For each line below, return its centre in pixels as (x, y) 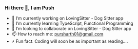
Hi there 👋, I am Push (30, 8)
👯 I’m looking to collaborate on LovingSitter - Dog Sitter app (71, 29)
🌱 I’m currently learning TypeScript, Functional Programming (72, 23)
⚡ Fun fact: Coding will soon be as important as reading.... (70, 41)
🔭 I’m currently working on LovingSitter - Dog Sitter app (67, 18)
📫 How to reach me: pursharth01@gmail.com (57, 34)
